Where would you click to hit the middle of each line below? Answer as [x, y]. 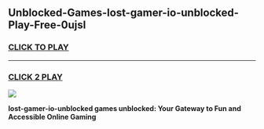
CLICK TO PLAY [38, 48]
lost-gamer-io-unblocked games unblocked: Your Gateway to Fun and [125, 108]
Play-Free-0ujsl [47, 25]
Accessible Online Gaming [52, 116]
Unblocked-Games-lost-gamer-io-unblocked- [124, 13]
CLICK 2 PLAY [35, 77]
